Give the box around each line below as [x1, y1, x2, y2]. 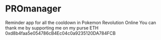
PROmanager [5, 3, 61, 14]
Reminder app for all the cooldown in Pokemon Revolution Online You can [5, 19, 156, 25]
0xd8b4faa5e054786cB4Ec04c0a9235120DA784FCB [5, 30, 116, 36]
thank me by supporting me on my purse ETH [5, 24, 99, 30]
